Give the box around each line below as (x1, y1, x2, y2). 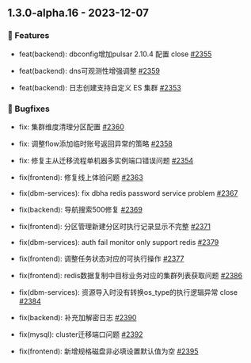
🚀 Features (7, 30, 50, 41)
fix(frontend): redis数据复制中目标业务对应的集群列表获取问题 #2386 (18, 270, 243, 280)
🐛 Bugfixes (7, 103, 51, 114)
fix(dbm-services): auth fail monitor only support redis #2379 (18, 237, 219, 246)
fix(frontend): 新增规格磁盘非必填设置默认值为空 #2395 (18, 346, 199, 356)
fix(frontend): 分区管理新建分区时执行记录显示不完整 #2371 (18, 221, 211, 231)
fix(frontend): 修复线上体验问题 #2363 (18, 172, 143, 181)
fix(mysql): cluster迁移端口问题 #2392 (18, 329, 143, 339)
